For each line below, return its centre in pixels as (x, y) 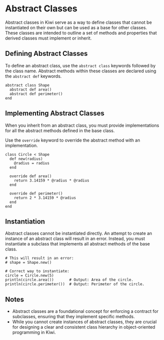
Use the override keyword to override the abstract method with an (73, 140)
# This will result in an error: (40, 258)
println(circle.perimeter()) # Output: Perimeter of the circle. (75, 284)
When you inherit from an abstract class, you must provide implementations (82, 125)
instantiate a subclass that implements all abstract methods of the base (78, 244)
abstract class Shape (27, 85)
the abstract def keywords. (33, 76)
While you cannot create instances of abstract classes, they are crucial (84, 322)
